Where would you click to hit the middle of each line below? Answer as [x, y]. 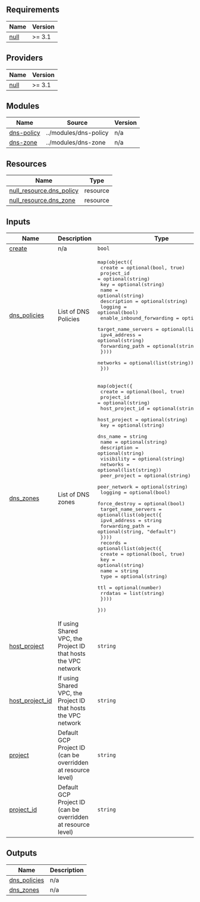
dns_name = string [122, 436]
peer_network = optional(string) [143, 487]
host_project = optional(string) [143, 420]
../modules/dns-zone [76, 143]
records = [113, 543]
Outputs [22, 853]
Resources [26, 164]
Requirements [33, 10]
